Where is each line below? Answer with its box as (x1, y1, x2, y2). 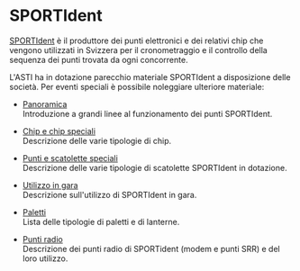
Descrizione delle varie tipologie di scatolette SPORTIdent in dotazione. (22, 162, 287, 173)
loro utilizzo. (22, 253, 68, 264)
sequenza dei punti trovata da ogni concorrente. (9, 54, 188, 65)
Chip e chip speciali (22, 125, 96, 136)
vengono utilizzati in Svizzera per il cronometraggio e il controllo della (9, 44, 268, 55)
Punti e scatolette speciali (22, 152, 119, 163)
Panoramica (22, 98, 68, 109)
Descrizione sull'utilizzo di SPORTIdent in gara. (22, 189, 197, 200)
